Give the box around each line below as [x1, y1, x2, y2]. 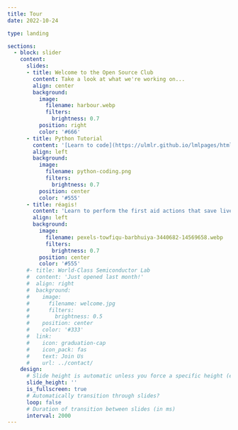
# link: [25, 333, 52, 340]
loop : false [25, 399, 62, 406]
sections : [7, 43, 37, 50]
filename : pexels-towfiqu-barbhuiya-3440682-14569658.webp [45, 233, 223, 241]
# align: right [25, 280, 74, 287]
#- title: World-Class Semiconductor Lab [25, 267, 151, 274]
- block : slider [13, 49, 62, 57]
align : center [33, 82, 74, 89]
